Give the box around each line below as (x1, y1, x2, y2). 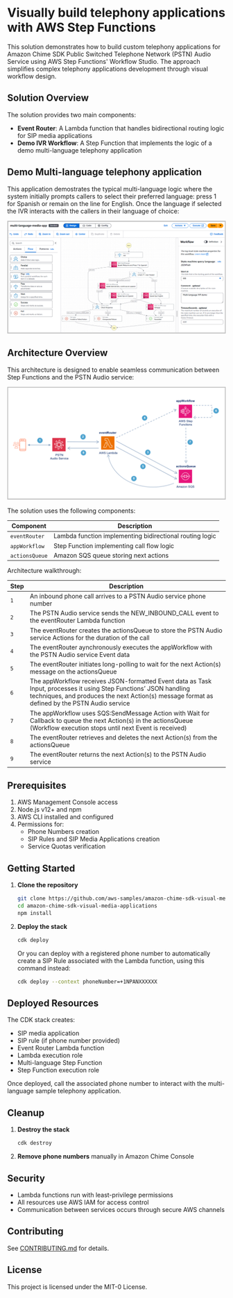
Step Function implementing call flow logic (53, 541, 175, 549)
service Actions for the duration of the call (30, 633, 150, 642)
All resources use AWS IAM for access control (17, 1198, 149, 1206)
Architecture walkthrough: (7, 567, 82, 575)
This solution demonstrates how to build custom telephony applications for (7, 42, 221, 51)
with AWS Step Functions (7, 19, 156, 35)
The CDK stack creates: (7, 1016, 75, 1024)
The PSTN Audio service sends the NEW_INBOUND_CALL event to (30, 609, 219, 617)
